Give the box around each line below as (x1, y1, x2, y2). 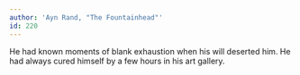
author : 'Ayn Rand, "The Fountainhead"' (9, 12, 164, 22)
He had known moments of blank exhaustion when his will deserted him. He (9, 46, 291, 56)
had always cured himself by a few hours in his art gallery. (9, 55, 225, 66)
